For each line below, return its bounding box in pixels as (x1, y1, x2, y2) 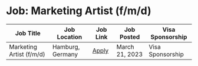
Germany (52, 50, 78, 58)
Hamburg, (52, 42, 80, 51)
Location (57, 32, 82, 41)
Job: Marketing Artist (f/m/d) (6, 4, 151, 18)
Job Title (15, 29, 41, 37)
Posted (120, 32, 140, 41)
